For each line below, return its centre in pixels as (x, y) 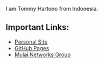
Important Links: (37, 27)
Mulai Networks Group (42, 54)
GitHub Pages (32, 48)
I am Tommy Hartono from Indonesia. (52, 9)
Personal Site (31, 42)
